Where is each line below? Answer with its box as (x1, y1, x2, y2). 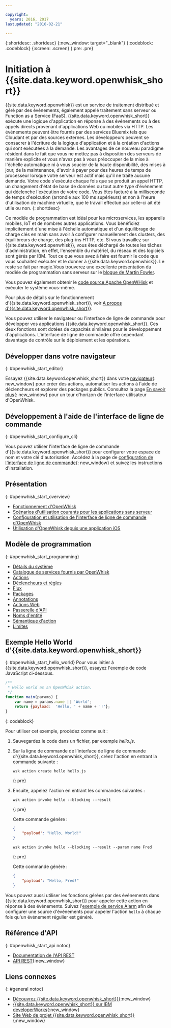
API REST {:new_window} (12, 957, 65, 964)
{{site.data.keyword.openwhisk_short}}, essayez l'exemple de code (5, 665, 147, 671)
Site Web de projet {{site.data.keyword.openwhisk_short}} (12, 1012, 135, 1018)
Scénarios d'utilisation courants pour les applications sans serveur (12, 509, 153, 515)
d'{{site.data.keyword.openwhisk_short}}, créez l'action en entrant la (12, 753, 157, 759)
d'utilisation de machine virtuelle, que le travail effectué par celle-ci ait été (5, 200, 161, 206)
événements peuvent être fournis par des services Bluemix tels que (5, 129, 147, 135)
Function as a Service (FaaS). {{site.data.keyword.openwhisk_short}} (5, 113, 150, 119)
